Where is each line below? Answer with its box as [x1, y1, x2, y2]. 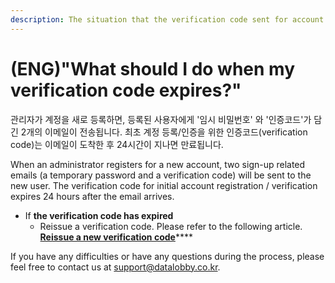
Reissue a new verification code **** [39, 231, 193, 243]
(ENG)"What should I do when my [10, 57, 295, 80]
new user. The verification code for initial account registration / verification [10, 179, 318, 191]
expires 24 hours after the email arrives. [10, 190, 175, 202]
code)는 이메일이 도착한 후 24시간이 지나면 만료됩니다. [10, 138, 224, 150]
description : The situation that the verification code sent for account [10, 14, 325, 25]
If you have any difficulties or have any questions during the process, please [10, 250, 325, 262]
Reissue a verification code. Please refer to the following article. [39, 220, 303, 232]
